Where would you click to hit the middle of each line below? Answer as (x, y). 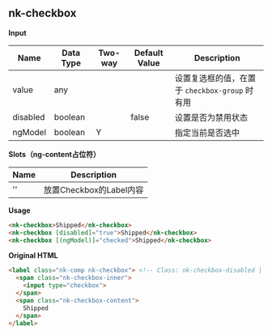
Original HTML (33, 256)
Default (149, 53)
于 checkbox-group (209, 90)
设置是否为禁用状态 (211, 117)
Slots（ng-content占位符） (55, 154)
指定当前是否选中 (207, 133)
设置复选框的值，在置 (215, 78)
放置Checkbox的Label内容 (93, 189)
